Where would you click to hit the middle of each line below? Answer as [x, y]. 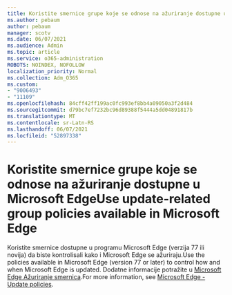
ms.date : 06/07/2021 [37, 39]
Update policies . [30, 285]
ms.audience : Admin [35, 46]
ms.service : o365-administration [55, 59]
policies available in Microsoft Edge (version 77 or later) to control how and [114, 263]
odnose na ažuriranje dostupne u [104, 184]
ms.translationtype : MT [41, 116]
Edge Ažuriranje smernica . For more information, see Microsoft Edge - [106, 277]
